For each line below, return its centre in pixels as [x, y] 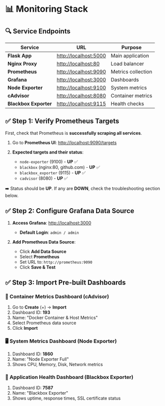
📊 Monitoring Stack [47, 9]
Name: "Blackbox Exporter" [40, 393]
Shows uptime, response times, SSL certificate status [66, 398]
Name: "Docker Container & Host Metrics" [55, 318]
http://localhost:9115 [81, 104]
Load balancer [127, 64]
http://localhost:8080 [81, 96]
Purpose [132, 47]
